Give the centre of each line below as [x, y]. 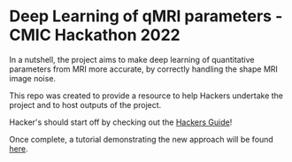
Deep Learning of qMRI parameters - [146, 16]
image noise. [32, 78]
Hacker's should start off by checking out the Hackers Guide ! [121, 122]
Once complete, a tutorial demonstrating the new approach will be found [142, 139]
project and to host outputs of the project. [85, 104]
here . [19, 149]
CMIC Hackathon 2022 [95, 35]
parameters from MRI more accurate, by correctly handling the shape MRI [144, 69]
